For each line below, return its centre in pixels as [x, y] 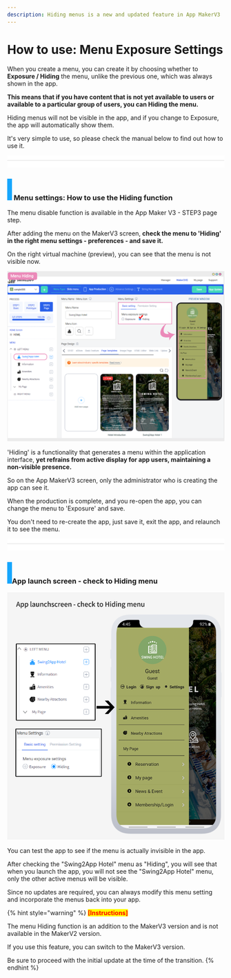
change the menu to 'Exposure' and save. [66, 508]
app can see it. [28, 488]
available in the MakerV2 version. [54, 933]
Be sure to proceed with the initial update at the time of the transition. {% [111, 960]
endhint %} [23, 968]
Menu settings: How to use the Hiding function [93, 198]
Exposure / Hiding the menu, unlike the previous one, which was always [110, 76]
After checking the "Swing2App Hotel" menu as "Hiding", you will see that [112, 864]
